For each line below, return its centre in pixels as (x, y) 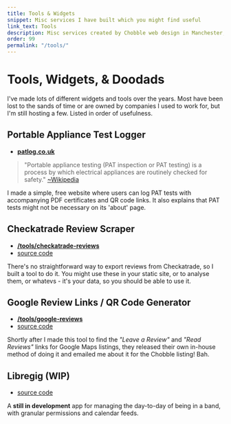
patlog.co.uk (36, 151)
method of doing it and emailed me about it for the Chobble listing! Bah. (108, 354)
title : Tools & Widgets (41, 13)
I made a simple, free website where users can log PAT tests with (99, 193)
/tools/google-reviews (50, 319)
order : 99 (21, 39)
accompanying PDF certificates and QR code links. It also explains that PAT (113, 200)
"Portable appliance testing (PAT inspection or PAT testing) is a (113, 165)
